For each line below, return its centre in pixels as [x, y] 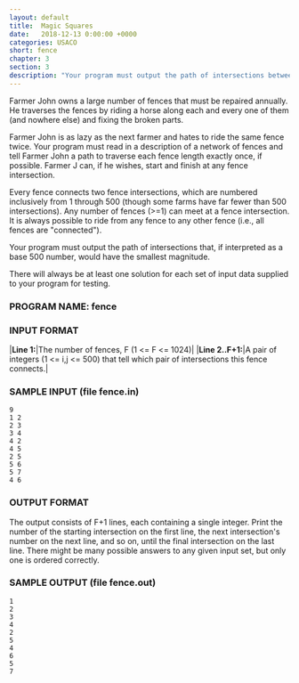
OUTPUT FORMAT [49, 502]
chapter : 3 [29, 59]
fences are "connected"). [56, 230]
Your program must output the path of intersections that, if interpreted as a [146, 247]
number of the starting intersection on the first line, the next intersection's [145, 532]
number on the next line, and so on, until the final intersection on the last [142, 541]
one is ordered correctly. [54, 560]
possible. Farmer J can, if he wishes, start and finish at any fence [129, 165]
